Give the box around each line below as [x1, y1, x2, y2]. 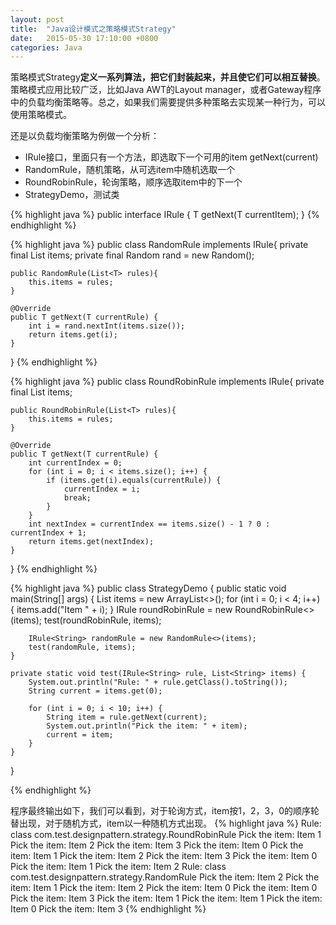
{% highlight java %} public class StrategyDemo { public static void [10, 582, 287, 595]
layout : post [10, 14, 65, 25]
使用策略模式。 [10, 109, 72, 121]
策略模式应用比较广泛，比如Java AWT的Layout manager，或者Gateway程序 [10, 84, 322, 96]
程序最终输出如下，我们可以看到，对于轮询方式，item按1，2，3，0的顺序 [10, 805, 311, 817]
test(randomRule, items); [28, 642, 137, 653]
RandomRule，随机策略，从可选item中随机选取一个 [24, 164, 236, 176]
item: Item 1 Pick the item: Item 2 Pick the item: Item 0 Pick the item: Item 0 [10, 882, 318, 894]
